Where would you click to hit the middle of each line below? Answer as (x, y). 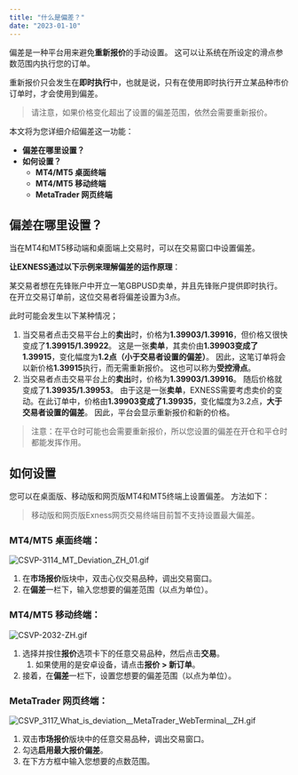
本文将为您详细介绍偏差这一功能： (71, 131)
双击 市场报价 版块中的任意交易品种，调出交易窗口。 (115, 739)
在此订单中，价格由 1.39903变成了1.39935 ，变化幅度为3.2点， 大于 (160, 402)
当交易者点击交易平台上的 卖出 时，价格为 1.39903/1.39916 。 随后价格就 (152, 380)
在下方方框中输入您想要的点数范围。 (88, 762)
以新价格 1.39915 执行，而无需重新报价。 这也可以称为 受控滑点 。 (139, 368)
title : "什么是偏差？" (47, 17)
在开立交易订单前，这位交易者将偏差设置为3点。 (97, 297)
